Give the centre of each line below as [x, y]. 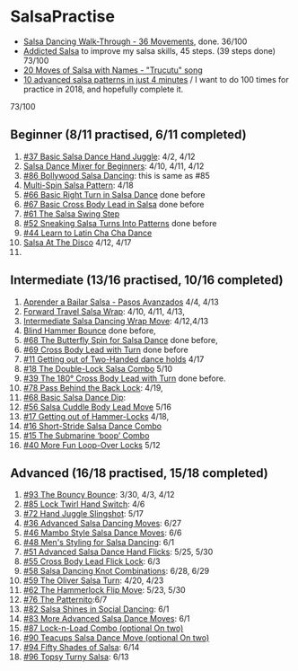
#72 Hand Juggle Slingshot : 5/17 [83, 514]
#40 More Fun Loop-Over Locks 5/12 [92, 445]
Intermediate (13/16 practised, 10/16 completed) [147, 280]
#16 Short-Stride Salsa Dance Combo [92, 426]
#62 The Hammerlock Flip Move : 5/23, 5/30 [105, 590]
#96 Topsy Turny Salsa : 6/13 [76, 657]
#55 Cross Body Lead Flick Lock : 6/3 [92, 561]
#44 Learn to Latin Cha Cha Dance [88, 233]
